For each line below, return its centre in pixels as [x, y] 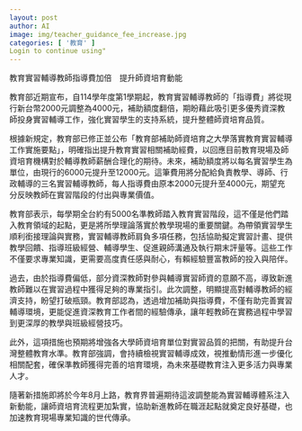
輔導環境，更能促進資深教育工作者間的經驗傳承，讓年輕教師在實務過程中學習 [151, 312]
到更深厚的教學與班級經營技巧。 [68, 323]
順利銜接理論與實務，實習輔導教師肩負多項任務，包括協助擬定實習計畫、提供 [151, 237]
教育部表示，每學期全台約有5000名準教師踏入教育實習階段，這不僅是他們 [145, 214]
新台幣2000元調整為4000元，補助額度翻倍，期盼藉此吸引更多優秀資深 [147, 108]
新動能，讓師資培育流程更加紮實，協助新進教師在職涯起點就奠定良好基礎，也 [151, 407]
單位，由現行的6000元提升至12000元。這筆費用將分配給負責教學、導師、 [145, 173]
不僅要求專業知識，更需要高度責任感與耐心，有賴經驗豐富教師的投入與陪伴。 [151, 259]
